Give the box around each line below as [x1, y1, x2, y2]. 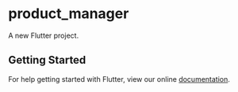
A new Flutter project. [8, 31, 79, 40]
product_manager [8, 5, 129, 23]
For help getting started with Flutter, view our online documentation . [8, 74, 230, 83]
